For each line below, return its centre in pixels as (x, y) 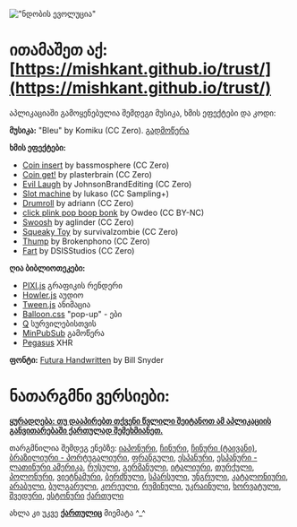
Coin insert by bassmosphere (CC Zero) (96, 165)
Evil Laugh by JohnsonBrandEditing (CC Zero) (107, 184)
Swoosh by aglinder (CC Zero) (78, 222)
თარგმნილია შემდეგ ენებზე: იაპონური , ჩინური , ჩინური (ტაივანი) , (133, 447)
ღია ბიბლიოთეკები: (47, 268)
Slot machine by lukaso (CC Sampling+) (96, 194)
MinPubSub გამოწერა (63, 333)
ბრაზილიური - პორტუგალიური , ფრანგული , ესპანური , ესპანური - (133, 457)
